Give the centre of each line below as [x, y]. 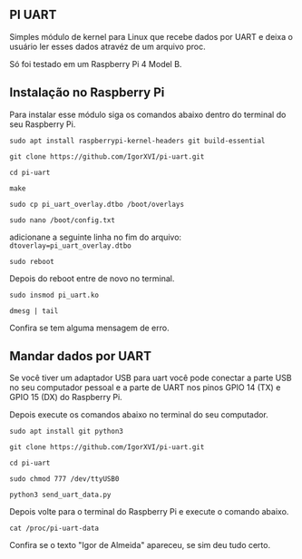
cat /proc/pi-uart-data [54, 529]
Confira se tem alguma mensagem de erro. [89, 328]
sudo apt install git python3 [67, 432]
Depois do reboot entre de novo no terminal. [92, 278]
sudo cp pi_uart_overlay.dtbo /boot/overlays [97, 204]
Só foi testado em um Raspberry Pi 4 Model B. [96, 64]
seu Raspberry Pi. [43, 124]
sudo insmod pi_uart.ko [54, 295]
